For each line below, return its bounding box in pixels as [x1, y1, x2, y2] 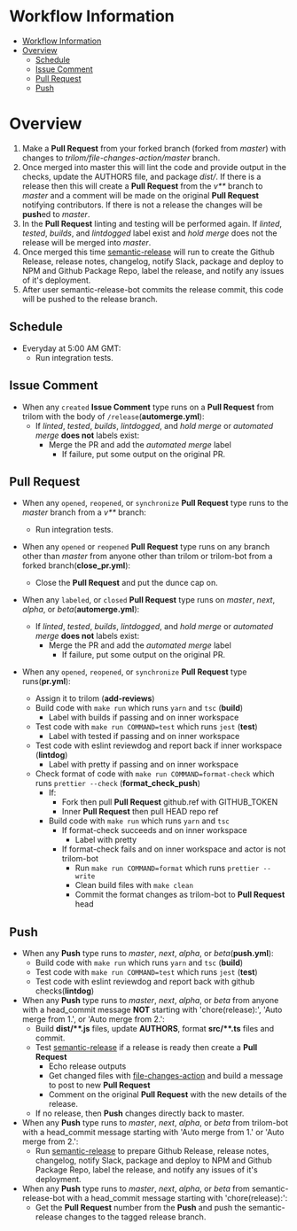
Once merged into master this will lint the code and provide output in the [21, 161, 286, 172]
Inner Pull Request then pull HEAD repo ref [61, 806, 219, 817]
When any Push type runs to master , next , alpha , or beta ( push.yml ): [21, 948, 274, 959]
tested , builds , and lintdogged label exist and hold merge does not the [21, 228, 277, 238]
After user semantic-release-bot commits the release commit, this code [21, 284, 284, 294]
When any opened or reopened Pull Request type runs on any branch [21, 541, 270, 552]
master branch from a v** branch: [21, 507, 146, 518]
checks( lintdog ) [35, 986, 95, 996]
